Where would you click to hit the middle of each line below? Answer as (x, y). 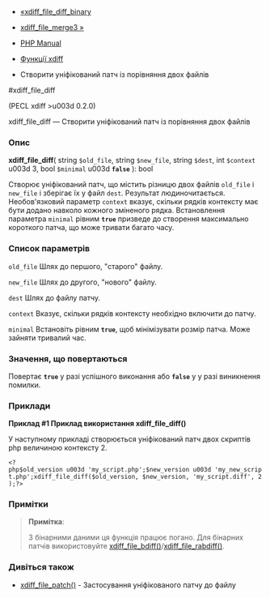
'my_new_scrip (238, 470)
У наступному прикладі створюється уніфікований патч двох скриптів (129, 439)
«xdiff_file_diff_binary (55, 12)
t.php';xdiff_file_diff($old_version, (74, 477)
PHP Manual (41, 43)
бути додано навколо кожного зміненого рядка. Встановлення (116, 211)
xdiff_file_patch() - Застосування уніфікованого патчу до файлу (128, 585)
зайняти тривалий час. (47, 337)
